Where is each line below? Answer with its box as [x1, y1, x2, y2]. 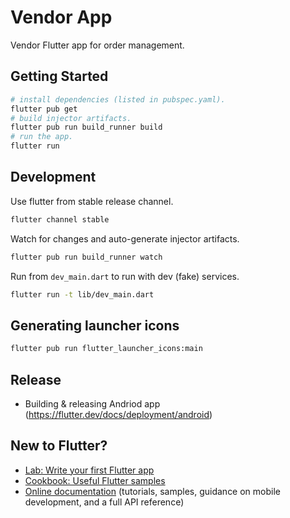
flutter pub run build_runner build [10, 122, 163, 133]
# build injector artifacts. [10, 113, 132, 123]
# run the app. [10, 132, 74, 142]
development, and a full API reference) [24, 496, 185, 508]
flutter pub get [10, 104, 78, 114]
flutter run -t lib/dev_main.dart [10, 289, 155, 300]
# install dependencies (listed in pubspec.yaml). [10, 94, 226, 105]
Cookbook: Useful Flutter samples [24, 474, 166, 486]
